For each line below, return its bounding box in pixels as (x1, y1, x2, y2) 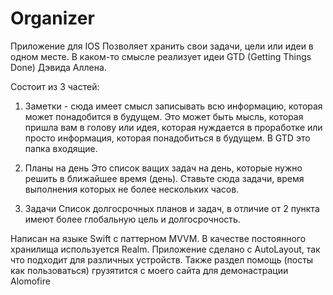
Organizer (10, 7, 95, 30)
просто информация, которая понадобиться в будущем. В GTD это (24, 132, 311, 144)
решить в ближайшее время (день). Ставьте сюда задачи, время (24, 172, 305, 184)
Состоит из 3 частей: (10, 80, 100, 92)
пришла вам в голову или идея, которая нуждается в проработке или (24, 121, 323, 133)
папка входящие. (24, 142, 98, 154)
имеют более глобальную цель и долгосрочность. (24, 213, 241, 225)
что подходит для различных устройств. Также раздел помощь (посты (10, 253, 314, 266)
